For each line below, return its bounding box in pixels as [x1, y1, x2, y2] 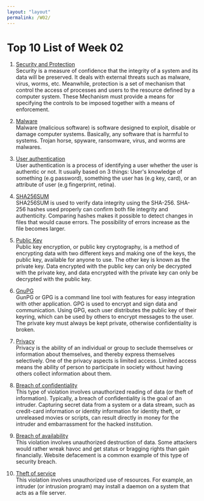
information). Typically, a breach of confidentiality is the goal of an [15, 395, 182, 402]
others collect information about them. [15, 370, 112, 377]
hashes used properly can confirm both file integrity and [27, 206, 169, 213]
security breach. [15, 458, 57, 465]
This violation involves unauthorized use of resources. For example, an [15, 476, 193, 483]
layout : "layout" [7, 9, 51, 15]
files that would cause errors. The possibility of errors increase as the [15, 219, 190, 226]
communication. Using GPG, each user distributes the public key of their [15, 307, 197, 314]
